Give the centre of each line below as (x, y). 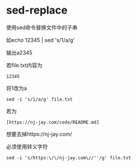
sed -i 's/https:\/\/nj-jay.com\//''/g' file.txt (69, 158)
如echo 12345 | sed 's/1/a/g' (41, 40)
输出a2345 (19, 52)
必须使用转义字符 (27, 146)
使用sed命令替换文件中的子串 (42, 27)
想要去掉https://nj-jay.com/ (39, 134)
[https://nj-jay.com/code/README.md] (53, 122)
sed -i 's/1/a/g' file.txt (39, 99)
